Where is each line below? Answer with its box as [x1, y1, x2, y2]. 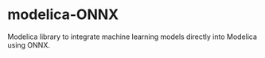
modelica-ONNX [7, 6, 119, 24]
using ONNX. [7, 40, 51, 49]
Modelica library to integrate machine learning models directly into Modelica [7, 32, 258, 41]
